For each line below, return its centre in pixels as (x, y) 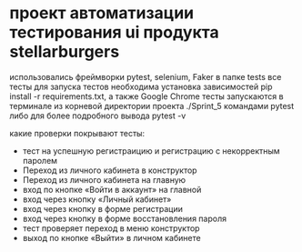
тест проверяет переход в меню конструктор (111, 228)
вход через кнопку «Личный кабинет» (97, 199)
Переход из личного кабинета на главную (104, 179)
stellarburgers (65, 52)
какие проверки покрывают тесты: (77, 133)
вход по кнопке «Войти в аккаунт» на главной (112, 189)
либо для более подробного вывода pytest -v (98, 116)
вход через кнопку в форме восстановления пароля (125, 218)
